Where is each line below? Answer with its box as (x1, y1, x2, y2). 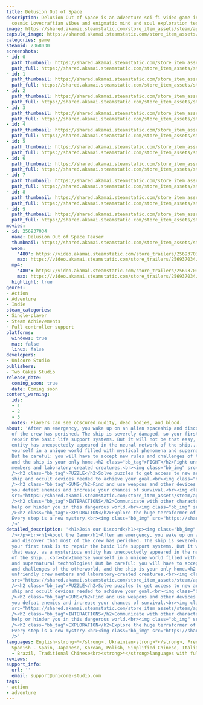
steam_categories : (6, 307, 53, 313)
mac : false (11, 341, 39, 347)
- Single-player (6, 313, 47, 319)
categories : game (6, 37, 50, 43)
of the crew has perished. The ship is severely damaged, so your (11, 431, 182, 437)
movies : (6, 223, 26, 229)
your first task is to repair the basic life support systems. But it (11, 543, 193, 549)
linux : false (11, 346, 45, 353)
